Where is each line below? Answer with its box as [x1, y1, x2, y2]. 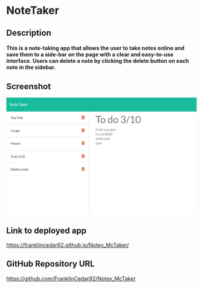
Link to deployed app [6, 225, 86, 235]
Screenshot [6, 81, 51, 91]
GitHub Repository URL [6, 259, 95, 269]
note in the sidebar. [6, 64, 56, 71]
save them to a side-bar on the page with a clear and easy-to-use [6, 51, 174, 58]
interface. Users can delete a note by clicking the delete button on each [6, 57, 189, 65]
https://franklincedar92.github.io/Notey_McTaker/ [6, 241, 129, 248]
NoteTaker [6, 4, 59, 18]
